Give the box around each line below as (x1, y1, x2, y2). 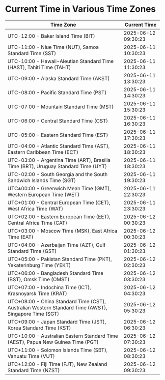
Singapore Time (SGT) (7, 310, 59, 317)
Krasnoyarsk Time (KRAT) (7, 290, 67, 297)
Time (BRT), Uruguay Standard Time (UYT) (7, 163, 107, 170)
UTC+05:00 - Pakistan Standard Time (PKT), (7, 256, 112, 263)
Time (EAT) (7, 234, 33, 240)
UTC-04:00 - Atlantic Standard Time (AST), (7, 143, 110, 149)
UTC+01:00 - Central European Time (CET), (7, 199, 110, 206)
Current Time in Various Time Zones (5, 3, 156, 15)
